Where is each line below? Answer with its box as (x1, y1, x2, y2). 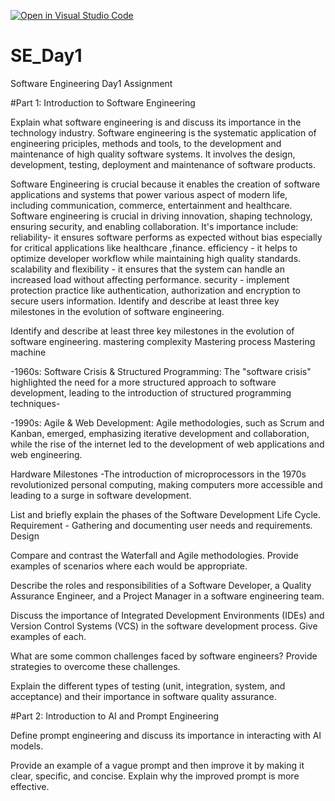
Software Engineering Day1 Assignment (10, 77, 173, 89)
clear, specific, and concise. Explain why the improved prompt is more (10, 770, 300, 782)
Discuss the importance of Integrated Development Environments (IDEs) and (10, 609, 325, 621)
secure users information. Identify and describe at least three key (10, 295, 280, 307)
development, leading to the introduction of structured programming (10, 386, 292, 399)
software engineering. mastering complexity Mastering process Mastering (10, 335, 316, 347)
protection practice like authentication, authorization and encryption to (10, 284, 301, 296)
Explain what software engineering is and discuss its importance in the (10, 116, 302, 128)
